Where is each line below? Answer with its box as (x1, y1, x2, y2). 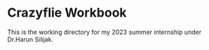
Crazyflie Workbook (7, 5, 128, 21)
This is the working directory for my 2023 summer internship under (7, 28, 202, 36)
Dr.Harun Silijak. (7, 35, 54, 43)
